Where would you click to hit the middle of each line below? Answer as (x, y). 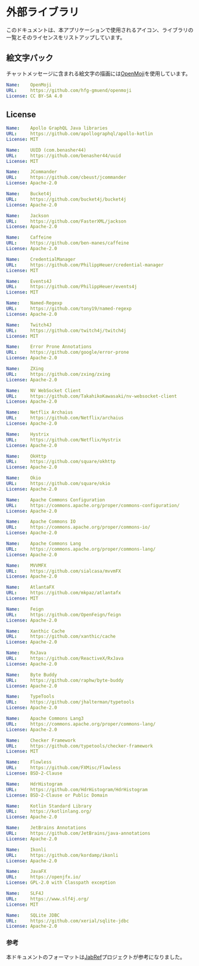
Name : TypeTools (30, 697)
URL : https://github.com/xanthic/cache (61, 637)
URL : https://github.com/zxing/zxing (58, 374)
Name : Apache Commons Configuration (56, 500)
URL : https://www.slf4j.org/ (48, 899)
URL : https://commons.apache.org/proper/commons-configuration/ (93, 505)
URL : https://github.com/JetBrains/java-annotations (78, 834)
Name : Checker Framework (41, 740)
